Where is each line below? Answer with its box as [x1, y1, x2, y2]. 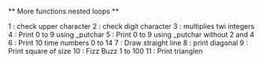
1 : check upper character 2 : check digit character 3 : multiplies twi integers [8, 22, 255, 30]
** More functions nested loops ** [8, 7, 120, 16]
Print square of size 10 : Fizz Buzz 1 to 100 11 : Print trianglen [8, 47, 203, 55]
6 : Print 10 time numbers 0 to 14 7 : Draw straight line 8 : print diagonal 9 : [8, 38, 249, 47]
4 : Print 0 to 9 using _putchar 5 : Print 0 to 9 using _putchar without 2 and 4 [8, 30, 255, 39]
